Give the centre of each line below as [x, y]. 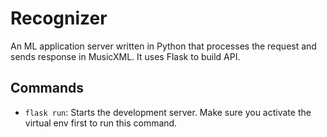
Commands [47, 88]
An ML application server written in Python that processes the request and [163, 46]
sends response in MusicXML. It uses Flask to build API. [125, 56]
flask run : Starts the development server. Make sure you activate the [168, 112]
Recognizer [59, 18]
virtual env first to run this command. [101, 123]
